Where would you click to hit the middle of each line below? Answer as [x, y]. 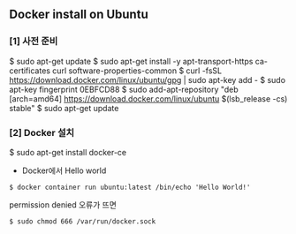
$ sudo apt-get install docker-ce [68, 152]
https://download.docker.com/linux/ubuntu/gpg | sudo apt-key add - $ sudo [147, 79]
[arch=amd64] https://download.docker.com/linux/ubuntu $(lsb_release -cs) [148, 98]
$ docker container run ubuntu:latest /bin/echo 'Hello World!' [130, 187]
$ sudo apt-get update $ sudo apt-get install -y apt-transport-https [131, 61]
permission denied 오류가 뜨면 [63, 204]
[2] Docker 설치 [42, 132]
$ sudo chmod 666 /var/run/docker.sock [83, 221]
